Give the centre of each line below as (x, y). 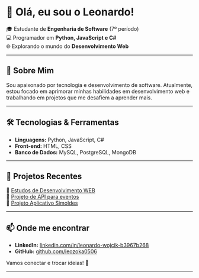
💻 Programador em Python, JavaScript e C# (61, 37)
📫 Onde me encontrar (48, 228)
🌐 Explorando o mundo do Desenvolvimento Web (68, 46)
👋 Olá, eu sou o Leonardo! (70, 12)
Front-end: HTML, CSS (43, 146)
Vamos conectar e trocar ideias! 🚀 (47, 263)
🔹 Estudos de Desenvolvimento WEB (51, 190)
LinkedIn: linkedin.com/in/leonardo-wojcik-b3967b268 (82, 245)
